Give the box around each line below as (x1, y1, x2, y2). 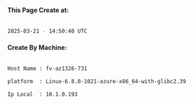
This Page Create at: (7, 6, 69, 14)
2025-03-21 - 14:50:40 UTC (7, 28, 88, 35)
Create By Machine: (7, 43, 68, 51)
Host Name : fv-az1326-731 (7, 65, 88, 73)
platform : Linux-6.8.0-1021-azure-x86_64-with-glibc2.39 (7, 78, 187, 85)
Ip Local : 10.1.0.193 (7, 91, 78, 98)
